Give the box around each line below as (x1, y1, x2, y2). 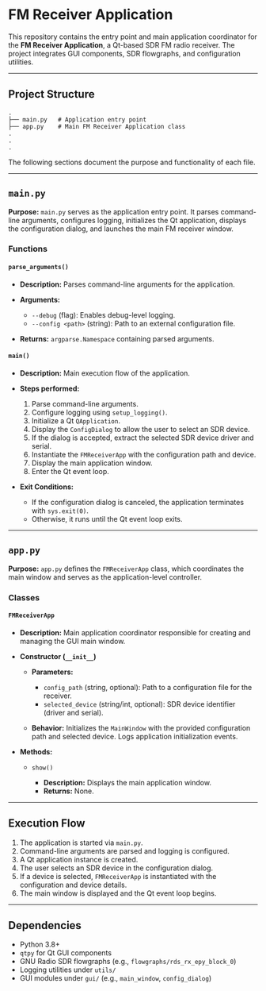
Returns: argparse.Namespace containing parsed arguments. (19, 334, 215, 343)
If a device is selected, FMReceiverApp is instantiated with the (19, 871, 217, 881)
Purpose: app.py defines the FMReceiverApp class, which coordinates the (8, 564, 244, 573)
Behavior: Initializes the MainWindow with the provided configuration (31, 723, 251, 732)
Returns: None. (43, 786, 94, 796)
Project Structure (8, 87, 95, 101)
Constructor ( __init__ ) (19, 651, 97, 661)
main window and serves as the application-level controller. (8, 572, 203, 581)
